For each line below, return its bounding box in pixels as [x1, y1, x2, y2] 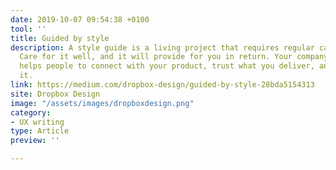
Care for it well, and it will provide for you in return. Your [19, 52, 293, 62]
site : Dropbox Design [10, 89, 101, 99]
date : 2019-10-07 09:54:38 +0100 [10, 14, 150, 25]
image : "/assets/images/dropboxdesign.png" [10, 98, 195, 108]
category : [10, 107, 52, 118]
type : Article [10, 126, 70, 136]
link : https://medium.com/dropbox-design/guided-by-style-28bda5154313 [10, 80, 315, 90]
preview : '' [10, 136, 60, 146]
